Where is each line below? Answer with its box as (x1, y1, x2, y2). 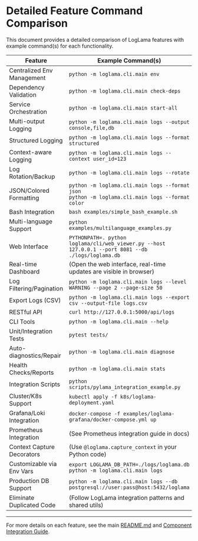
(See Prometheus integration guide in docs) (68, 429, 190, 437)
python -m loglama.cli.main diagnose (68, 348, 175, 355)
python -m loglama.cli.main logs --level (68, 278, 187, 285)
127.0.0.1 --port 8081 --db (68, 246, 148, 253)
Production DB (9, 476, 49, 484)
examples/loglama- (123, 410, 175, 417)
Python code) (68, 450, 107, 458)
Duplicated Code (9, 501, 56, 509)
